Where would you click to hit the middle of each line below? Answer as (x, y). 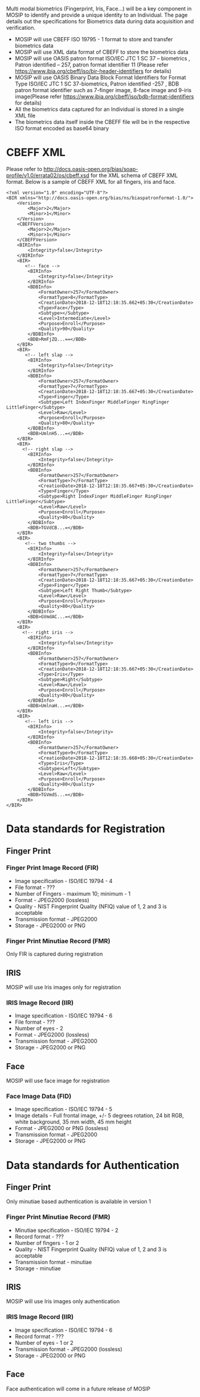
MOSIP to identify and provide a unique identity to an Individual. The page (97, 15)
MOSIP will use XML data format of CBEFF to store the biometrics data (101, 52)
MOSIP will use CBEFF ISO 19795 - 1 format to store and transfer (94, 39)
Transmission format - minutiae (53, 1262)
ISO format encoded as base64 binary (62, 128)
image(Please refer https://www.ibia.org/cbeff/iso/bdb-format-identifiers (104, 96)
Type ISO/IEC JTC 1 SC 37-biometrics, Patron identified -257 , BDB (97, 84)
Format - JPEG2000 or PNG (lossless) (61, 1128)
